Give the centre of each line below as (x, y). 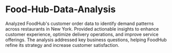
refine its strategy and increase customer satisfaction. (62, 45)
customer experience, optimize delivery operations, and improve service (82, 34)
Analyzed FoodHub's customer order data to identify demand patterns (80, 23)
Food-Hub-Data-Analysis (61, 9)
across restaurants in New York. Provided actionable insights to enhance (82, 29)
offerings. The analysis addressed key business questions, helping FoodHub (86, 40)
